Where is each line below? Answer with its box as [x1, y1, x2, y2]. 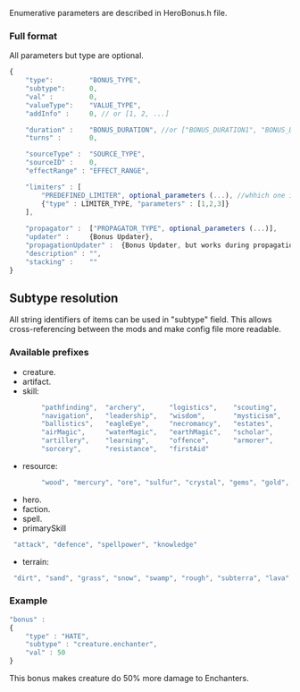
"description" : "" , [25, 249, 102, 258]
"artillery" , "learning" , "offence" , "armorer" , [41, 436, 274, 446]
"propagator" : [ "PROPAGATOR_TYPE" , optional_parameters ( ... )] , [25, 224, 278, 234]
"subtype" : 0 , [25, 84, 98, 93]
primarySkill [21, 523, 67, 534]
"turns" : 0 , [25, 133, 98, 142]
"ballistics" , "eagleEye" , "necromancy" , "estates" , [41, 420, 274, 429]
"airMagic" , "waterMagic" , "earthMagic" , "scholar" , [41, 428, 274, 437]
